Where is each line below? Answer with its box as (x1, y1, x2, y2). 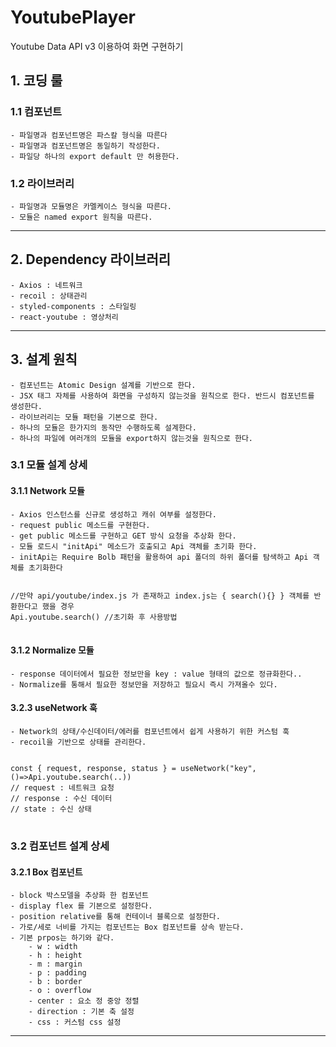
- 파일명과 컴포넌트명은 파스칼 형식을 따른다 (10, 130, 168, 140)
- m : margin (28, 959, 83, 970)
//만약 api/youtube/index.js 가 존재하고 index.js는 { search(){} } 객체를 (10, 591, 310, 601)
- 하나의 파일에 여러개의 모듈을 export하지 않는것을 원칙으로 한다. (10, 433, 254, 443)
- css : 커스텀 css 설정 (28, 1017, 122, 1028)
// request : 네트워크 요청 (10, 783, 115, 793)
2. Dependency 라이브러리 (10, 251, 172, 268)
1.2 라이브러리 (10, 176, 75, 190)
